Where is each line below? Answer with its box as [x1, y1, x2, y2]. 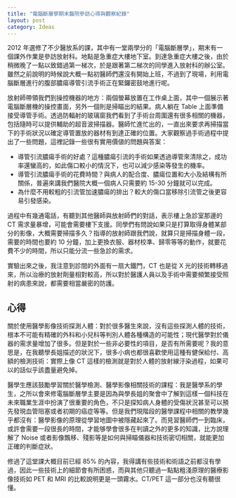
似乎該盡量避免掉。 [25, 366, 81, 374]
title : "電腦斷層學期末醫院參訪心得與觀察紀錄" [7, 10, 130, 18]
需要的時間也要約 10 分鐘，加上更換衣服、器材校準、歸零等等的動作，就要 [7, 238, 221, 246]
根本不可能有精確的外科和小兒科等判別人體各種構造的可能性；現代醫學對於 [7, 331, 223, 339]
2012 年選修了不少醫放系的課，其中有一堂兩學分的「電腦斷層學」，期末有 [7, 44, 217, 52]
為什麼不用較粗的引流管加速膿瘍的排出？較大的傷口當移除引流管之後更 [17, 188, 221, 196]
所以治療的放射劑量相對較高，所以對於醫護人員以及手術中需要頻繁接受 [19, 270, 223, 279]
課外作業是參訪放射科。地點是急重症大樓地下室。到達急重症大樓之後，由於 [13, 52, 229, 60]
